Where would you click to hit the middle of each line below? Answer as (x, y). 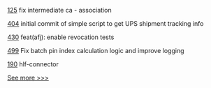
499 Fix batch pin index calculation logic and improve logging (96, 51)
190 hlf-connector (33, 64)
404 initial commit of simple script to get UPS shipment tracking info (105, 23)
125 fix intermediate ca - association (59, 10)
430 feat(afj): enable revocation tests (61, 37)
